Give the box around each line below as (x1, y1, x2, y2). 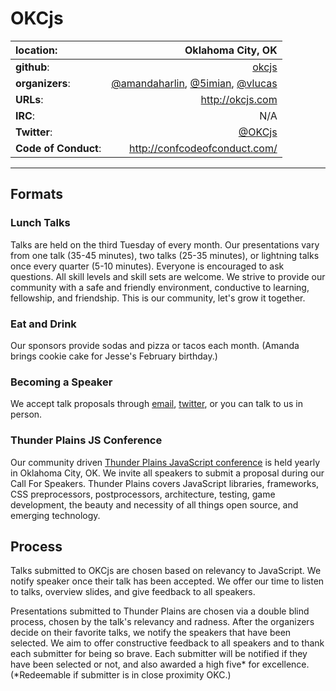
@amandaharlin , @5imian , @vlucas (111, 76, 278, 90)
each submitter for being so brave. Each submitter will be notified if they (10, 648, 308, 660)
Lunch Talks (10, 216, 71, 230)
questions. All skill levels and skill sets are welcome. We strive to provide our (10, 270, 326, 282)
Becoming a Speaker (10, 375, 113, 389)
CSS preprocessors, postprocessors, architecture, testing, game (10, 488, 276, 500)
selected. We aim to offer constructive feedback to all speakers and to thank (10, 637, 325, 649)
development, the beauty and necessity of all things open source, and (10, 498, 299, 511)
